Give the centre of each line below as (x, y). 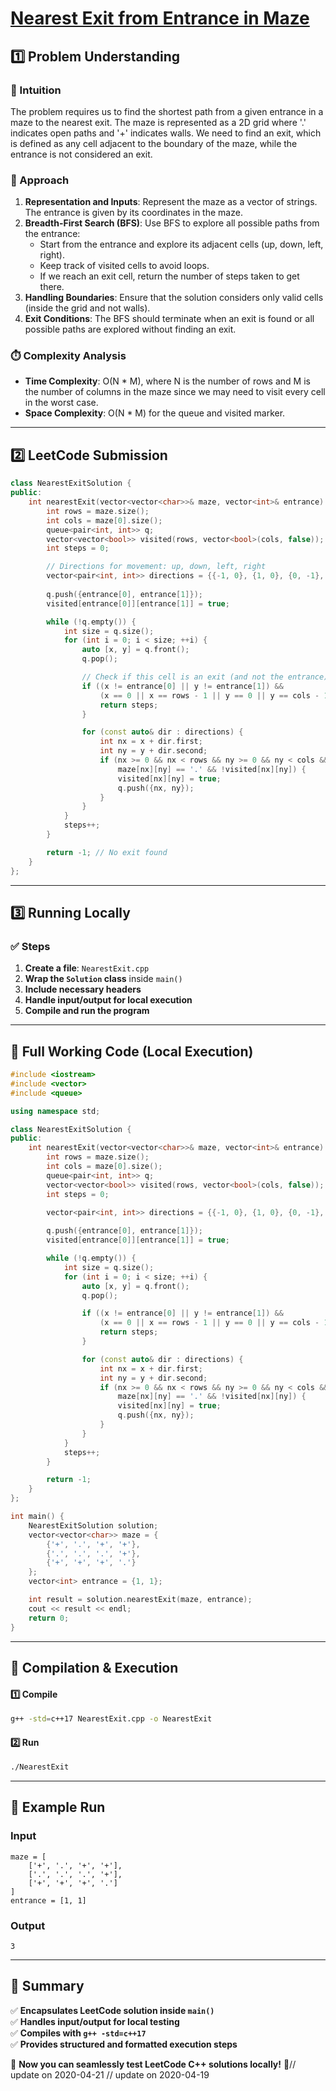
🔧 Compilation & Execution (94, 1667)
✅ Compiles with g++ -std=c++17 (78, 2033)
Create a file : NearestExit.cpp (87, 968)
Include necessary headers (83, 989)
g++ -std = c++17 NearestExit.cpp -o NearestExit (111, 1719)
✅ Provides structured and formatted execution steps (124, 2044)
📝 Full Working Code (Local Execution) (132, 1051)
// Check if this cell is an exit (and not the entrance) (205, 677)
